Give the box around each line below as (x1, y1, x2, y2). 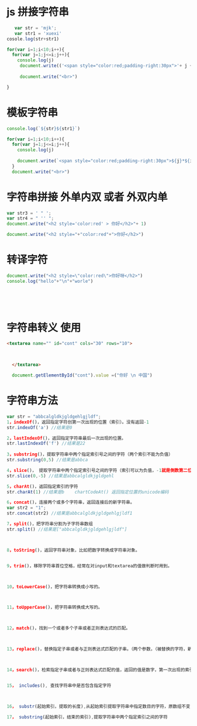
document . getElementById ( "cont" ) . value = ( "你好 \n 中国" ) (12, 372, 153, 378)
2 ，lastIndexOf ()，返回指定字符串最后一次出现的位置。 (6, 435, 126, 441)
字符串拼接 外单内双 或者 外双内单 (6, 190, 168, 204)
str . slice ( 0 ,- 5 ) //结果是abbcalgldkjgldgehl (6, 472, 115, 479)
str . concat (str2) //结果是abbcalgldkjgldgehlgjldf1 (6, 511, 133, 516)
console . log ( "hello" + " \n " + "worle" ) (6, 278, 94, 284)
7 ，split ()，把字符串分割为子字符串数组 (6, 521, 93, 527)
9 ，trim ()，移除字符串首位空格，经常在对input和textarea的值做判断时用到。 (6, 563, 172, 569)
